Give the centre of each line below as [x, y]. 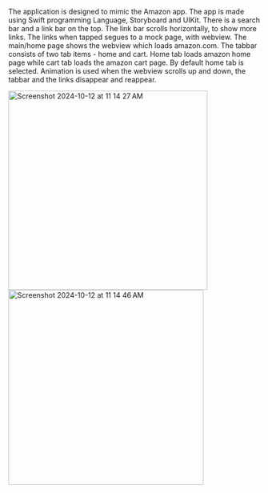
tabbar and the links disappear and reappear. [82, 80]
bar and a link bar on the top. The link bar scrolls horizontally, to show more [133, 28]
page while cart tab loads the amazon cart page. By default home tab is [126, 62]
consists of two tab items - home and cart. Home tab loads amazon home [130, 54]
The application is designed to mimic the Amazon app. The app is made [126, 12]
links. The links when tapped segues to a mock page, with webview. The [128, 37]
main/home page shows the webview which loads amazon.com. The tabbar [133, 46]
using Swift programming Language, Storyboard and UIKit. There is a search [134, 20]
